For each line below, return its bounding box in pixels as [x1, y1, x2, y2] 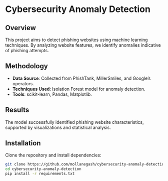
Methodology [5, 62, 48, 71]
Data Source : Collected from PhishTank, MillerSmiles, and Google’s [12, 75, 151, 81]
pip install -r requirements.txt [5, 171, 75, 176]
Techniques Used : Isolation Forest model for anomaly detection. [12, 86, 145, 92]
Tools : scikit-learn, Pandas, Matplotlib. [12, 91, 92, 97]
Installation [5, 139, 41, 147]
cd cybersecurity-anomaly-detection [5, 166, 81, 171]
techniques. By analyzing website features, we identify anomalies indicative [5, 42, 161, 48]
